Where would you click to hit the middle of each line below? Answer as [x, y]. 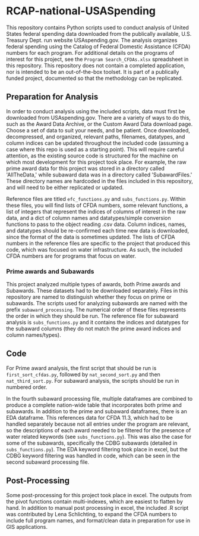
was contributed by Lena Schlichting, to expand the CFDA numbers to [91, 514]
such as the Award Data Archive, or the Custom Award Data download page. [99, 124]
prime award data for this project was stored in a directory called [86, 168]
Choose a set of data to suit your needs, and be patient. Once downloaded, [98, 130]
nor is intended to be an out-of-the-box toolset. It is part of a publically [93, 72]
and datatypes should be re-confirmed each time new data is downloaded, [98, 230]
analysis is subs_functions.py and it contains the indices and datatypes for [97, 323]
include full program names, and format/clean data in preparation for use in [98, 520]
